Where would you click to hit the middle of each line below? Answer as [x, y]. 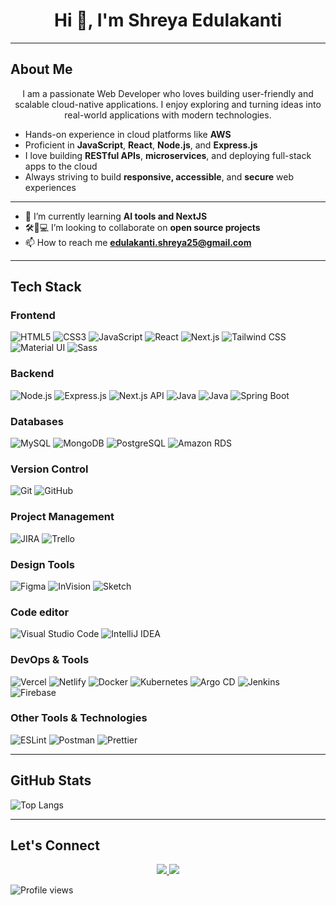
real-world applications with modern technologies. [168, 115]
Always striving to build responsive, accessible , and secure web [159, 176]
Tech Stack [46, 287]
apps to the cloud [61, 166]
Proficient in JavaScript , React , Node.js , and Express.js [141, 145]
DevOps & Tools [50, 660]
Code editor [40, 612]
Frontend [33, 316]
